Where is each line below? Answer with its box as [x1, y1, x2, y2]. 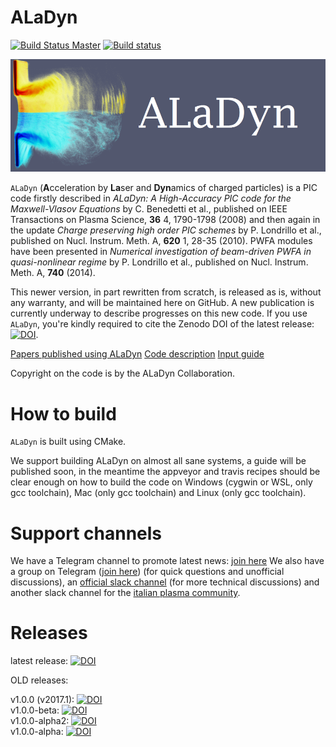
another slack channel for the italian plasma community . [10, 587, 241, 599]
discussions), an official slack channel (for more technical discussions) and [10, 576, 320, 588]
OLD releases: [10, 674, 69, 686]
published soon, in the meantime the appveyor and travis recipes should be [10, 466, 321, 478]
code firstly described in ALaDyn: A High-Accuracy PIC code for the [10, 192, 292, 205]
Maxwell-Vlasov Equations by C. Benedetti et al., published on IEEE [10, 203, 288, 215]
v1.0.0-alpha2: [10, 715, 70, 727]
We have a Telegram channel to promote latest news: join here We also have [10, 555, 325, 567]
